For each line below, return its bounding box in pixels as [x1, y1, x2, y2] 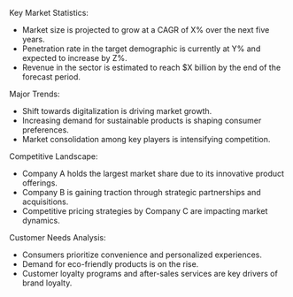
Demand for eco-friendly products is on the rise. [21, 259, 199, 269]
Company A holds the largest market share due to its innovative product [21, 168, 285, 179]
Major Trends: [9, 88, 60, 99]
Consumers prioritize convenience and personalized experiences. [21, 249, 263, 260]
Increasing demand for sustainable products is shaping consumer [21, 115, 262, 126]
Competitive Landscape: [9, 151, 99, 162]
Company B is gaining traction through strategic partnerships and [21, 187, 261, 197]
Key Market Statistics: [9, 8, 89, 18]
